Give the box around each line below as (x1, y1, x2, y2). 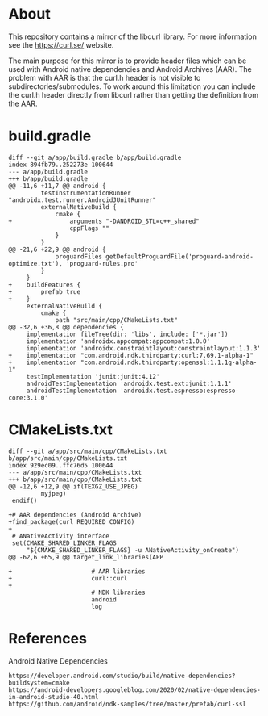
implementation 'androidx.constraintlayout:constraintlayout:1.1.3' (26, 344, 262, 352)
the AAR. (8, 98, 38, 108)
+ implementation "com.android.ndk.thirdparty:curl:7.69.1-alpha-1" (8, 351, 254, 359)
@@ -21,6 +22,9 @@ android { (8, 245, 106, 253)
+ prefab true (8, 287, 81, 295)
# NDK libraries (91, 588, 146, 597)
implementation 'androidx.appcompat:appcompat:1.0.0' (26, 337, 211, 345)
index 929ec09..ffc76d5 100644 (8, 461, 113, 469)
